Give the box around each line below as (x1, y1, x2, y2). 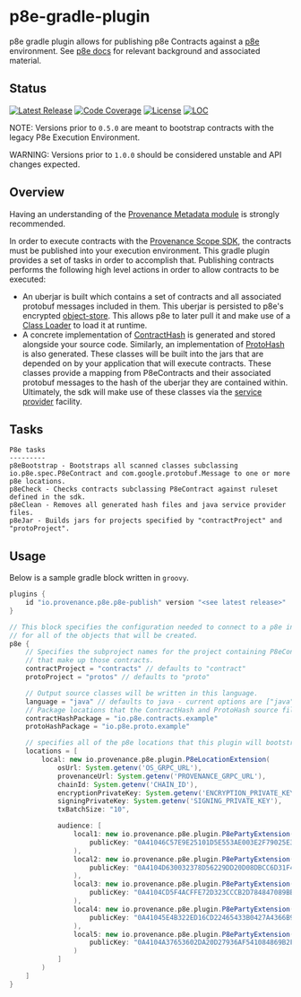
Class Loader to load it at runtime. (21, 319, 148, 330)
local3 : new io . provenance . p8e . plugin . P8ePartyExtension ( (73, 879, 295, 889)
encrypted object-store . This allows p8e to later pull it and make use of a (21, 310, 291, 320)
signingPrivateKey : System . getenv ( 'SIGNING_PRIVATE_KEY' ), (56, 797, 282, 806)
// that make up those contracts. (25, 656, 154, 665)
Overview (9, 185, 65, 200)
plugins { (9, 590, 47, 599)
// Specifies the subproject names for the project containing (25, 648, 267, 657)
